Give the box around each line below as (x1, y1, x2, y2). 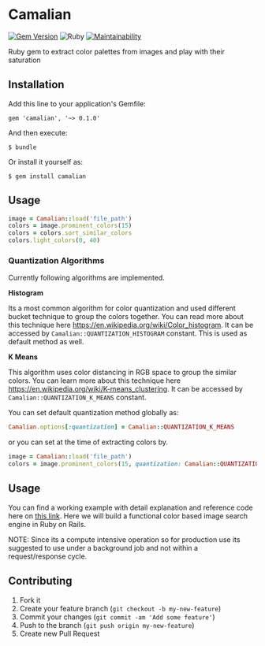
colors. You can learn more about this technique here (8, 376, 181, 385)
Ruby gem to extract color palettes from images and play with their (8, 46, 225, 56)
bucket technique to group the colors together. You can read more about (8, 312, 244, 321)
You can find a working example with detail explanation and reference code (8, 503, 254, 512)
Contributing (8, 574, 73, 588)
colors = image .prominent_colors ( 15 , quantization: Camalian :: (8, 460, 221, 468)
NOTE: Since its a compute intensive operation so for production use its (8, 534, 241, 544)
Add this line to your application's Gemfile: (8, 98, 146, 108)
